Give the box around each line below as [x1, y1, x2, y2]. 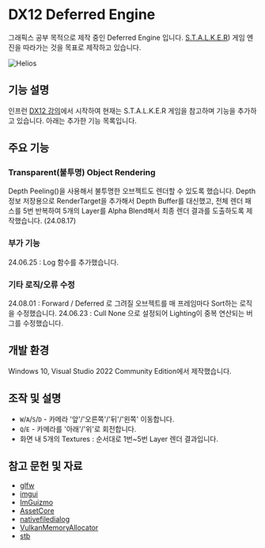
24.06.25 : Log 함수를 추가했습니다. [8, 257, 119, 267]
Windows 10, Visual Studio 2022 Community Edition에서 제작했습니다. [8, 366, 232, 375]
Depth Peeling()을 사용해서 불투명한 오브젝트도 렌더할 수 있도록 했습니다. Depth [8, 186, 256, 196]
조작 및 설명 [8, 392, 62, 405]
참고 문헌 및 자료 [8, 459, 83, 473]
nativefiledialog [19, 515, 70, 524]
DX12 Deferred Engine [8, 6, 156, 24]
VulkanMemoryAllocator [19, 523, 99, 532]
